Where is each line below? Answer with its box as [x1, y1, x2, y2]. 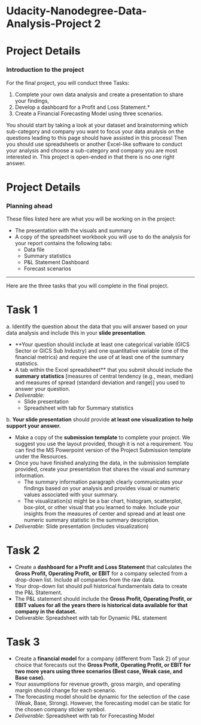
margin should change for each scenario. [14, 686, 117, 694]
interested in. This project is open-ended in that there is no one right [6, 153, 175, 160]
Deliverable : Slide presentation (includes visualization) [14, 523, 149, 530]
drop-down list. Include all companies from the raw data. [14, 576, 155, 583]
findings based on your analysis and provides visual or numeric [23, 485, 180, 492]
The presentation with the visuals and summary [14, 227, 133, 234]
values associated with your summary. [23, 491, 118, 498]
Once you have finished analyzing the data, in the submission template [14, 459, 190, 467]
